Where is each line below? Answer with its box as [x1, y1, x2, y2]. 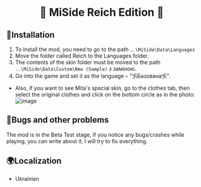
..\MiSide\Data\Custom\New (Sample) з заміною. [15, 65, 137, 72]
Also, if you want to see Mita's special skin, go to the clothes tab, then [15, 84, 190, 92]
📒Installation [6, 30, 55, 40]
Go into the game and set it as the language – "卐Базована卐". [15, 72, 171, 80]
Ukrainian [15, 175, 39, 182]
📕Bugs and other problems [6, 115, 109, 125]
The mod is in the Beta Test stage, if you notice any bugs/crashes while [6, 131, 185, 138]
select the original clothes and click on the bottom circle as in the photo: [15, 91, 196, 98]
